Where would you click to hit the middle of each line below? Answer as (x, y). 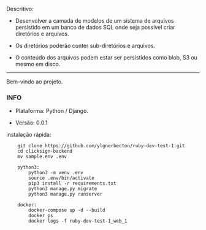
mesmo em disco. (38, 64)
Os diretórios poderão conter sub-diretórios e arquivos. (85, 46)
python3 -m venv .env (56, 173)
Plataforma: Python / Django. (52, 111)
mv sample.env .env (42, 157)
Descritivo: (20, 9)
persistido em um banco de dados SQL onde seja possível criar (95, 27)
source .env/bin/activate (62, 178)
